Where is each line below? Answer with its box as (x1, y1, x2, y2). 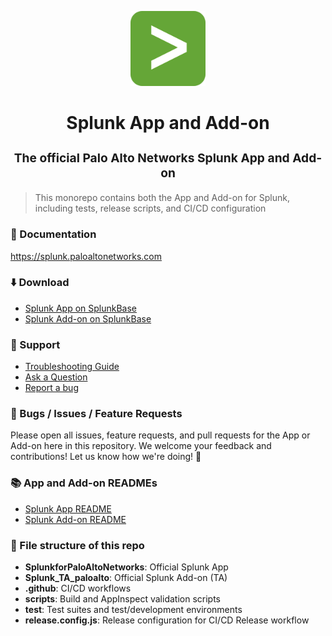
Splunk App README (24, 502, 112, 515)
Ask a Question (24, 371, 88, 383)
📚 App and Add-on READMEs (10, 476, 158, 490)
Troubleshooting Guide (24, 361, 120, 373)
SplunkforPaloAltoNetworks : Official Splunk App (24, 561, 229, 573)
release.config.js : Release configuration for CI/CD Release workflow (24, 614, 310, 626)
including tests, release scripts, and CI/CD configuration (34, 202, 267, 215)
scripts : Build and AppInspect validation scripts (24, 593, 221, 605)
